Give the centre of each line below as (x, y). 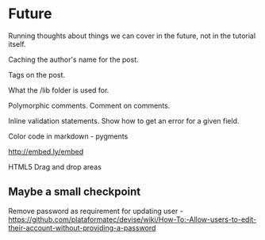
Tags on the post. (37, 74)
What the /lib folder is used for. (59, 90)
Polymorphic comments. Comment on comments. (89, 105)
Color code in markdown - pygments (68, 136)
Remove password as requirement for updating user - (96, 211)
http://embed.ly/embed (46, 151)
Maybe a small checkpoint (75, 192)
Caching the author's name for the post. (73, 59)
